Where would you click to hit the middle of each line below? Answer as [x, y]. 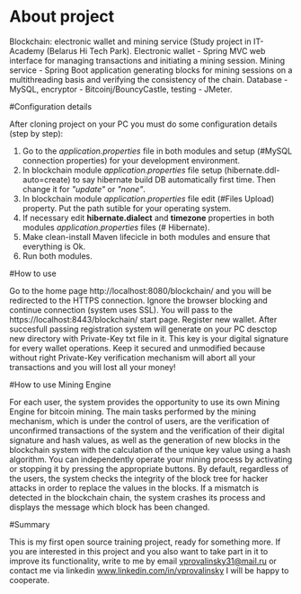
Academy [27, 50]
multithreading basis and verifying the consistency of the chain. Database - [149, 79]
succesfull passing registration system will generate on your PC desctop [143, 329]
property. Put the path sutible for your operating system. [127, 208]
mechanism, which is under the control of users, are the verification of [139, 421]
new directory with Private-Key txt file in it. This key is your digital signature [149, 338]
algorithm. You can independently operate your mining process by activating [151, 459]
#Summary [30, 524]
